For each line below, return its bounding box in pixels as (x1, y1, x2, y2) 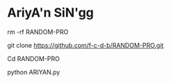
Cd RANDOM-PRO (7, 54, 60, 63)
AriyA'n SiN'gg (7, 5, 94, 21)
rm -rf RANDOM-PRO (7, 28, 69, 36)
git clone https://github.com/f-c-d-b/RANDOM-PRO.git (7, 41, 164, 49)
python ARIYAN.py (7, 68, 60, 76)
